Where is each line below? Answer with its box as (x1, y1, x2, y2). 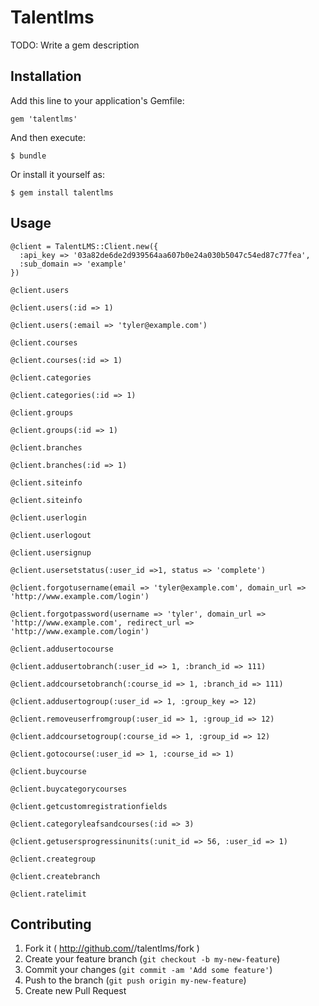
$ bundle (10, 151, 47, 161)
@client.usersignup (10, 547, 92, 558)
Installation (10, 68, 82, 85)
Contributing (10, 916, 92, 933)
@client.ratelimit (10, 889, 87, 899)
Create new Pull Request (24, 985, 127, 997)
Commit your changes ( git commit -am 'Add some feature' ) (24, 964, 273, 976)
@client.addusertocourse (10, 644, 114, 654)
